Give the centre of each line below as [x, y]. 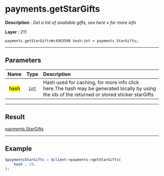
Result [15, 117]
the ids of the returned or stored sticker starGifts [98, 95]
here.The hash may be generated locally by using [100, 88]
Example [19, 148]
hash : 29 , [25, 164]
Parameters [23, 60]
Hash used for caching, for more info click [91, 82]
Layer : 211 [16, 32]
